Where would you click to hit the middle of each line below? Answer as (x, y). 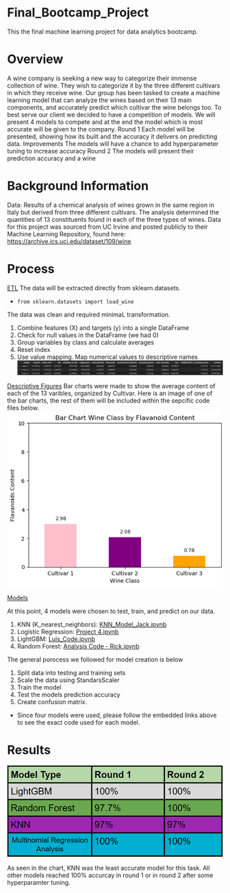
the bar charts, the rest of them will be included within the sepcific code (108, 400)
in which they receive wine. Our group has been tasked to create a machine (114, 92)
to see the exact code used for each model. (78, 722)
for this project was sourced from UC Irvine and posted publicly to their (107, 227)
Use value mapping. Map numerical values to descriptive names (107, 357)
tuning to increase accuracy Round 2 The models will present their (101, 151)
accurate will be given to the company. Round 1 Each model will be (101, 129)
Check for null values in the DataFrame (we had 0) (88, 335)
